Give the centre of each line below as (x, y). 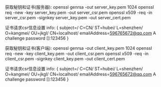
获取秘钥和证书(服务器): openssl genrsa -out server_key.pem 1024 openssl (80, 7)
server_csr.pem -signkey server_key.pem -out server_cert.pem (68, 18)
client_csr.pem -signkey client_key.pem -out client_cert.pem (65, 59)
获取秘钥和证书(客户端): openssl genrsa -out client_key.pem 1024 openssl (79, 48)
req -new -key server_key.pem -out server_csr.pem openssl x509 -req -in (79, 13)
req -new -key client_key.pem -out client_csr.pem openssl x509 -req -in (77, 54)
